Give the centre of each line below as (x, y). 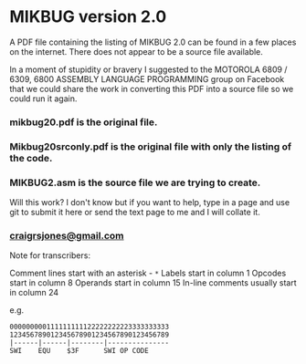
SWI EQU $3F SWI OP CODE (79, 351)
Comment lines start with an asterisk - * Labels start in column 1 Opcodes (148, 273)
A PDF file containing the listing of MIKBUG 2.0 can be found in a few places (153, 42)
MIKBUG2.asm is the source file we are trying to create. (135, 182)
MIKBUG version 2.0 (88, 17)
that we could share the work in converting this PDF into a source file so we (152, 88)
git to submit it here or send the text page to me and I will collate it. (135, 213)
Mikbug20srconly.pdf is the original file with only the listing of (151, 146)
